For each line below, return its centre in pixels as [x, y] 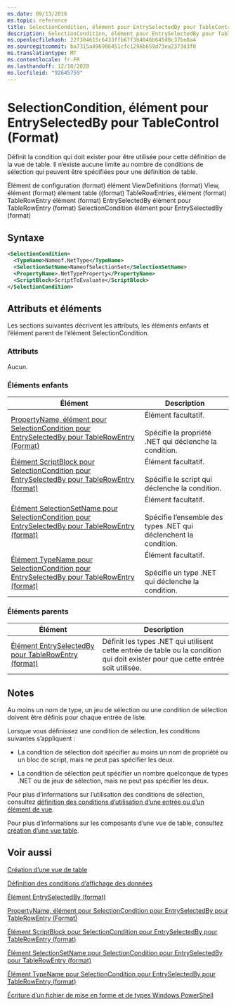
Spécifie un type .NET [181, 573]
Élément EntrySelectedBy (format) [57, 897]
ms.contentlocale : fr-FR [44, 60]
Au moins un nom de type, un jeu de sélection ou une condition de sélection [117, 710]
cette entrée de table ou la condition [162, 650]
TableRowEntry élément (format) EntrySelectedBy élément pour [99, 201]
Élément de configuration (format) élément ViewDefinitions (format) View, [113, 186]
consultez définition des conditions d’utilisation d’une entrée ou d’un [106, 802]
